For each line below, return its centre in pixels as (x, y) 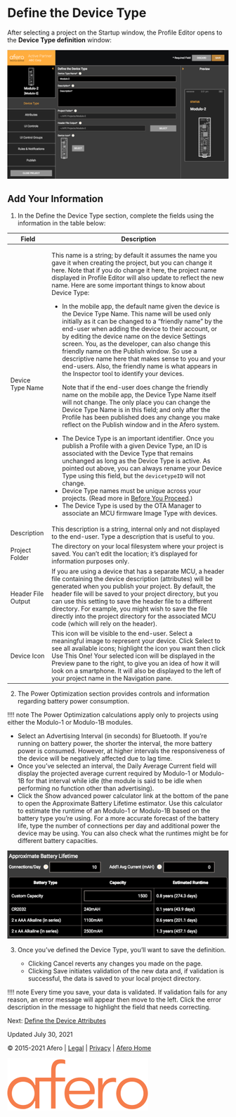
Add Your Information (55, 199)
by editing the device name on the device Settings (134, 336)
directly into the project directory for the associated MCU (134, 616)
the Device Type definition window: (60, 39)
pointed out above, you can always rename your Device (142, 468)
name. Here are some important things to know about (129, 285)
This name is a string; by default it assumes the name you (135, 255)
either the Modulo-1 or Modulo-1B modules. (70, 723)
